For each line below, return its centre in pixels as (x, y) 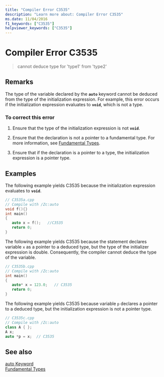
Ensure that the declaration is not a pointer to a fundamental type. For (83, 138)
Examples (21, 173)
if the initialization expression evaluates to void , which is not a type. (74, 104)
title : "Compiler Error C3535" (38, 10)
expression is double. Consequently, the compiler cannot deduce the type (81, 252)
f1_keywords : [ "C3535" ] (30, 24)
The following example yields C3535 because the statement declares (76, 242)
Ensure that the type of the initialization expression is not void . (76, 128)
